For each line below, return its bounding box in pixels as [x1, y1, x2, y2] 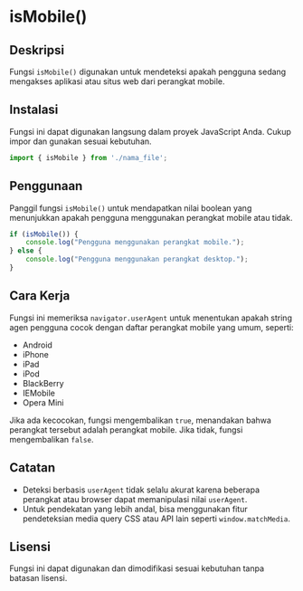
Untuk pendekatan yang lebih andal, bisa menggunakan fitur [22, 503, 248, 514]
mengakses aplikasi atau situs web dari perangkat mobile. [9, 76, 225, 87]
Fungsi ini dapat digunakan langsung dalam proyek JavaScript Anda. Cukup [9, 126, 291, 137]
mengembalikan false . [9, 434, 94, 444]
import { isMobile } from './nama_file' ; [9, 153, 168, 162]
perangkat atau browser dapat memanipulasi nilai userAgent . [22, 493, 248, 504]
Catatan [9, 460, 56, 476]
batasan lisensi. [9, 573, 68, 584]
